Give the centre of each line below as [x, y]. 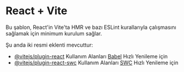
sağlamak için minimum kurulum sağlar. [54, 33]
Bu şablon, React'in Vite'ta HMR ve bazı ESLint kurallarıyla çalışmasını [91, 27]
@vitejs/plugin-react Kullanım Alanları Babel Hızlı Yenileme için [91, 56]
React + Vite [37, 11]
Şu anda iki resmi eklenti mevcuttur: [49, 45]
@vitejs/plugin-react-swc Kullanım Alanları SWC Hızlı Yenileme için [96, 63]
